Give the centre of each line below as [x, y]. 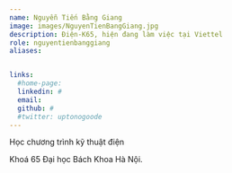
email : [30, 99]
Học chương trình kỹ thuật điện [67, 142]
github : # [36, 108]
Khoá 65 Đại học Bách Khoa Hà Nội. [76, 160]
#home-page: [40, 83]
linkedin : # [40, 91]
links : [22, 75]
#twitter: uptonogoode [60, 117]
